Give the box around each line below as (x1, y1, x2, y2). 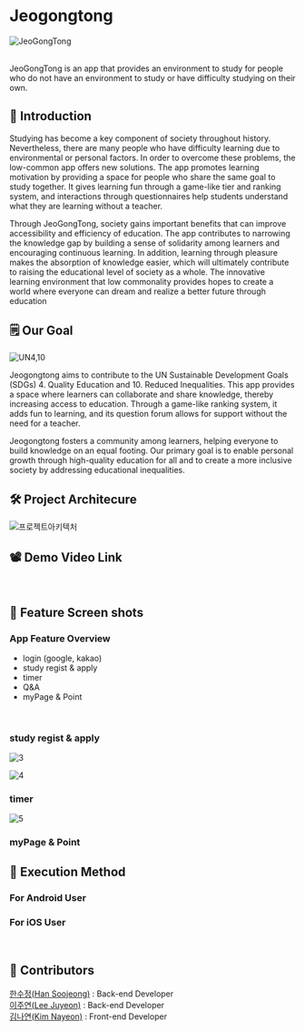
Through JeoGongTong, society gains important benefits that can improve (9, 217, 287, 228)
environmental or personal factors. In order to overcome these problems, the (9, 152, 296, 163)
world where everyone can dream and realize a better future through (9, 286, 266, 297)
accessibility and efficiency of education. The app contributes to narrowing (9, 227, 290, 238)
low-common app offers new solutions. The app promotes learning (9, 161, 260, 173)
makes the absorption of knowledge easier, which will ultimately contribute (9, 257, 290, 268)
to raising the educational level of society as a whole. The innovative (9, 266, 266, 278)
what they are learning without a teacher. (9, 200, 163, 211)
